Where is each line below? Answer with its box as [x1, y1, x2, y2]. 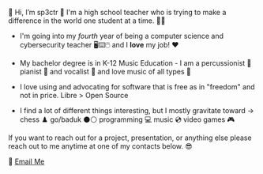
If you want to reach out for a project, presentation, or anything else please [8, 133, 252, 142]
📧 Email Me [8, 157, 45, 166]
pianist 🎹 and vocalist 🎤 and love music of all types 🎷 [19, 67, 191, 76]
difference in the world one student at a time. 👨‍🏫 [8, 16, 166, 25]
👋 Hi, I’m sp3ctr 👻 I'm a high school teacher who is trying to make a [8, 8, 227, 17]
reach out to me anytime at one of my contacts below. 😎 [8, 142, 193, 150]
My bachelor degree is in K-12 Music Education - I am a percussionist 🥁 [19, 59, 252, 67]
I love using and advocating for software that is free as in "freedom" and [19, 82, 255, 91]
